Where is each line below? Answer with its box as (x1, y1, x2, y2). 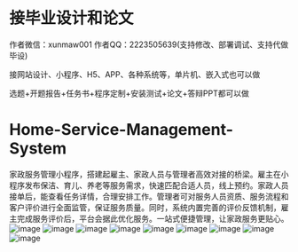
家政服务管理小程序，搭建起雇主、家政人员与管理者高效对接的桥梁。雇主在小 (9, 169, 289, 179)
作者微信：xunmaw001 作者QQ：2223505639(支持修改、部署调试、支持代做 (9, 39, 289, 50)
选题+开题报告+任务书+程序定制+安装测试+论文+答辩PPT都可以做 (9, 88, 250, 98)
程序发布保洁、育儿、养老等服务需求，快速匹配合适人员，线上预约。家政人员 (9, 179, 289, 191)
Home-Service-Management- (9, 120, 233, 140)
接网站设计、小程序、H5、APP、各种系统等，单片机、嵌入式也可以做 (9, 68, 261, 80)
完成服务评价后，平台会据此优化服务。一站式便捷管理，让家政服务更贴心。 (16, 213, 289, 224)
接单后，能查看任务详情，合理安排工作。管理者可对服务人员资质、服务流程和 (9, 191, 289, 201)
